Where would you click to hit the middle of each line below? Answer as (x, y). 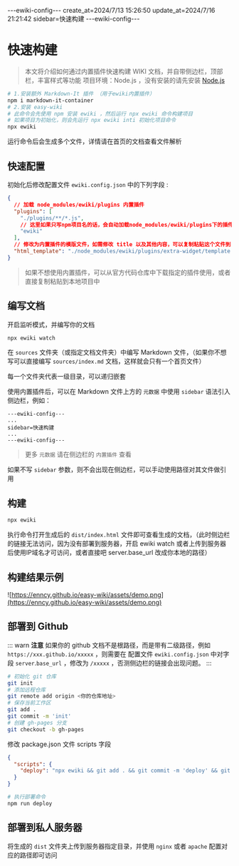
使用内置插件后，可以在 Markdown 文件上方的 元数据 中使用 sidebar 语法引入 (119, 392)
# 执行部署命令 (27, 797)
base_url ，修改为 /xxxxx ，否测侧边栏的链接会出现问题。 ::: (124, 663)
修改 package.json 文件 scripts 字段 (59, 744)
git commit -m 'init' (39, 716)
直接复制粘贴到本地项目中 (62, 281)
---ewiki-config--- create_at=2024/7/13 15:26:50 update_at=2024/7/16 (111, 10)
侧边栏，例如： (29, 401)
